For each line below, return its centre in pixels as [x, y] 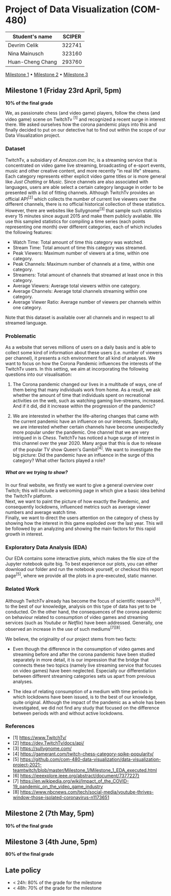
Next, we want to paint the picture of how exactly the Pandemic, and [77, 501]
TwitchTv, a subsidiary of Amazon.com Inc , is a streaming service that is [81, 160]
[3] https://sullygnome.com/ [42, 748]
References [20, 727]
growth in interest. [25, 534]
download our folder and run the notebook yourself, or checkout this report [84, 569]
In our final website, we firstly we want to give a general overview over [79, 485]
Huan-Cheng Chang [32, 61]
